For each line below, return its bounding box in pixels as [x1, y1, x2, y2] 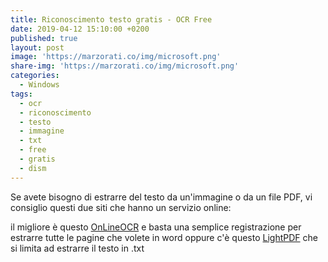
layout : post [10, 42, 65, 53]
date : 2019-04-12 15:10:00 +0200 [10, 24, 150, 34]
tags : [10, 89, 33, 99]
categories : [10, 71, 60, 81]
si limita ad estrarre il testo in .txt [10, 242, 145, 254]
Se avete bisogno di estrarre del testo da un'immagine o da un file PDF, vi [10, 191, 313, 203]
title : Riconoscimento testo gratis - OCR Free [10, 14, 213, 25]
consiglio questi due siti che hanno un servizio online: [10, 201, 232, 213]
